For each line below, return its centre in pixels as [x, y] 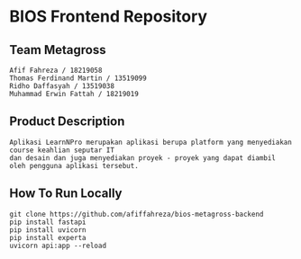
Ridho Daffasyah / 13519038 [62, 86]
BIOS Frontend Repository [109, 17]
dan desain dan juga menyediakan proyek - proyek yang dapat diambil [143, 158]
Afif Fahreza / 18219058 [56, 70]
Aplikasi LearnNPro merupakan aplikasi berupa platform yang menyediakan [151, 142]
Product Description [67, 122]
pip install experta [48, 237]
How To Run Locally [66, 194]
